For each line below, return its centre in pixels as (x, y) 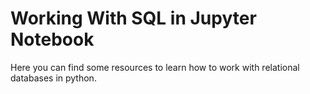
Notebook (52, 39)
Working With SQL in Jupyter (133, 18)
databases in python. (53, 78)
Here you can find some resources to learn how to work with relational (155, 67)
